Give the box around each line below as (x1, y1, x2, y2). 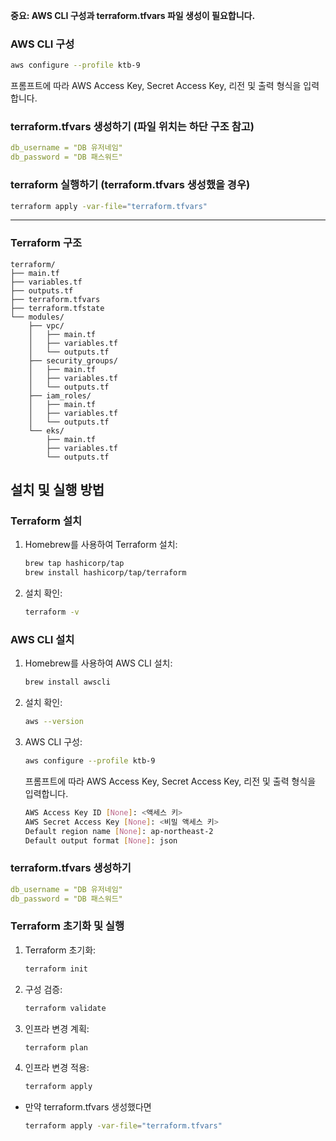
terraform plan (24, 1042, 89, 1053)
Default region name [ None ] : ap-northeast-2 (24, 826, 214, 836)
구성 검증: (24, 983, 63, 995)
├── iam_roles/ (28, 390, 92, 401)
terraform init (24, 964, 89, 974)
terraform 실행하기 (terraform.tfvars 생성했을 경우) (10, 178, 251, 192)
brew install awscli (24, 677, 111, 688)
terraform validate (24, 1003, 107, 1013)
